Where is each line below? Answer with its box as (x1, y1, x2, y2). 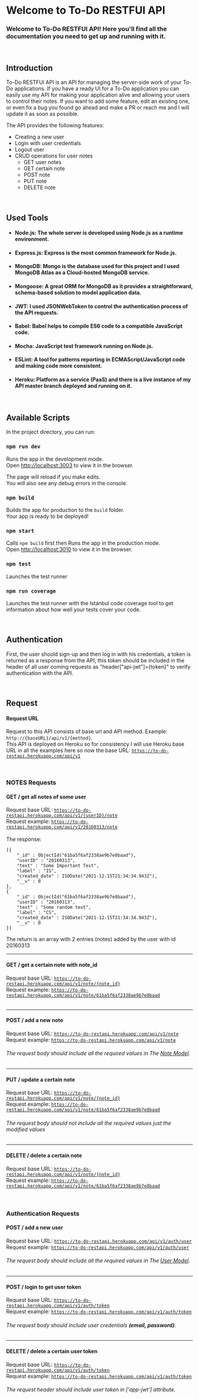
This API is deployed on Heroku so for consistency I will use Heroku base (6, 741, 185, 748)
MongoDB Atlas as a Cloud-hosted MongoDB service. (14, 269, 150, 276)
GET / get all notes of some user (6, 793, 86, 800)
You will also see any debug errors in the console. (6, 479, 128, 486)
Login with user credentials (14, 140, 81, 147)
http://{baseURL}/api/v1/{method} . (6, 734, 93, 741)
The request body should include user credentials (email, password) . (6, 1321, 176, 1329)
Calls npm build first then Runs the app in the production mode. (6, 539, 161, 547)
